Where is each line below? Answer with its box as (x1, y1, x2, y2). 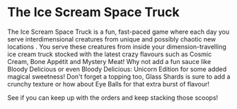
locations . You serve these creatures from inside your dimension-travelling (7, 42, 226, 51)
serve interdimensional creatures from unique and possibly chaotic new (7, 34, 216, 43)
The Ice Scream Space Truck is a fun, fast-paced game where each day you (7, 27, 230, 36)
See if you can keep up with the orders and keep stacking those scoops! (7, 93, 219, 102)
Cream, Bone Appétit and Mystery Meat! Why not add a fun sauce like (7, 57, 212, 65)
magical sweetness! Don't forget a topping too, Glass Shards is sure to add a (7, 72, 231, 81)
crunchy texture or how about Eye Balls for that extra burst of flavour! (7, 79, 210, 88)
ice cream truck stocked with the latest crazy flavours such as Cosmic (7, 50, 212, 58)
